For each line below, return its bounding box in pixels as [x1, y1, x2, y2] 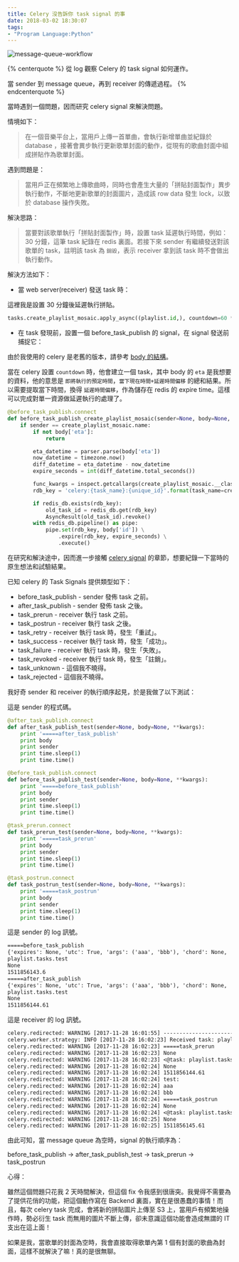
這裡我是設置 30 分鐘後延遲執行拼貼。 [7, 300, 119, 309]
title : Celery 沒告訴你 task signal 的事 [7, 10, 126, 18]
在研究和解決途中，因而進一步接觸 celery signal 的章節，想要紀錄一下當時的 [7, 553, 229, 562]
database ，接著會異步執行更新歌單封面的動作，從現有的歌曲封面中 [24, 142, 223, 150]
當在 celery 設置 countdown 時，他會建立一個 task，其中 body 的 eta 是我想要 [7, 368, 232, 376]
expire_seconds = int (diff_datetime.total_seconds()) [33, 467, 196, 475]
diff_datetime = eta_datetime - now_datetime [33, 461, 171, 468]
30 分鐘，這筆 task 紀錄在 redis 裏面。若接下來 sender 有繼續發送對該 [24, 238, 230, 246]
